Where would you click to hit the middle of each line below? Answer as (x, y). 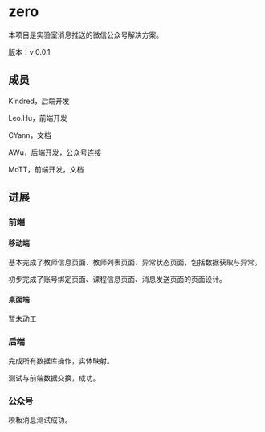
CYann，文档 (30, 135)
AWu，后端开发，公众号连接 (55, 152)
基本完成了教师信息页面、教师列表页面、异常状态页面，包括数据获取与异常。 (135, 262)
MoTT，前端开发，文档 (46, 169)
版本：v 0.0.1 (29, 52)
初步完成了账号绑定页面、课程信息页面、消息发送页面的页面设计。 (117, 280)
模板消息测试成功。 (40, 420)
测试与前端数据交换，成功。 (54, 378)
